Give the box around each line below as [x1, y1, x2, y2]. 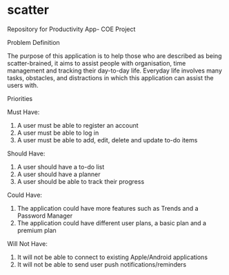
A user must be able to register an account [17, 121, 139, 129]
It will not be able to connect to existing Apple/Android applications [17, 253, 208, 261]
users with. [7, 81, 39, 89]
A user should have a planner [17, 170, 101, 178]
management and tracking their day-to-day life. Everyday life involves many [7, 66, 223, 75]
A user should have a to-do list [17, 162, 105, 171]
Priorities [7, 94, 33, 102]
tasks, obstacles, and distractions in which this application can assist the [7, 73, 214, 82]
